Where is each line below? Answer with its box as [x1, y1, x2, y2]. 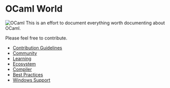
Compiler [12, 66, 32, 72]
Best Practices [12, 71, 43, 77]
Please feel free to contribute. [5, 35, 67, 41]
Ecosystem [12, 61, 37, 67]
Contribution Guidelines [12, 45, 62, 51]
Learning [12, 55, 31, 61]
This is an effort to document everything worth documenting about [25, 20, 165, 26]
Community [12, 50, 37, 56]
